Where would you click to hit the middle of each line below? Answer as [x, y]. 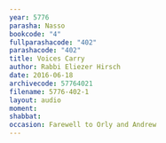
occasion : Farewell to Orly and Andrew [83, 125]
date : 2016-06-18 [41, 75]
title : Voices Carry [47, 59]
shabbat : [25, 116]
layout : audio [36, 100]
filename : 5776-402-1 [49, 91]
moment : [24, 108]
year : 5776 [29, 17]
